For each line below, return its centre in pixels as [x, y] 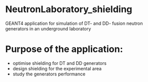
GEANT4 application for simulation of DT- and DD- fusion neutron [74, 23]
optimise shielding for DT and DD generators [59, 63]
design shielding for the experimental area [57, 68]
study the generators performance [49, 74]
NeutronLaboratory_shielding [69, 9]
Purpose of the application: [64, 49]
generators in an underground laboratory [48, 28]
